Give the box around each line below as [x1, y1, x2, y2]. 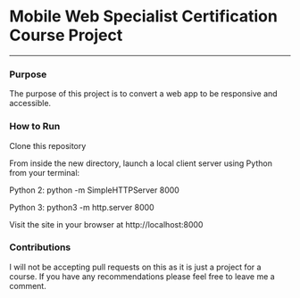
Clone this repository [9, 140, 87, 151]
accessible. [9, 98, 52, 109]
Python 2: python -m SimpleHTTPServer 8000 [9, 185, 180, 195]
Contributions [9, 241, 71, 253]
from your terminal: [9, 167, 80, 178]
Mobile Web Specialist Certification [9, 6, 279, 27]
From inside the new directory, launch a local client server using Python [9, 158, 272, 169]
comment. [9, 280, 46, 291]
